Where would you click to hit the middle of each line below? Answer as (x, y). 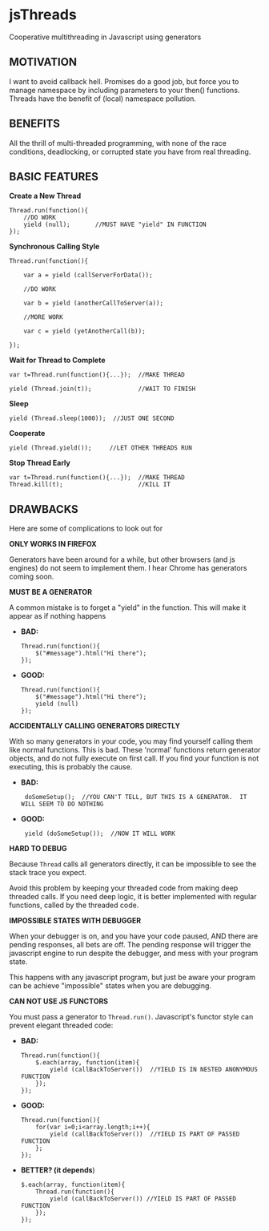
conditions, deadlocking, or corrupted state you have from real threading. (130, 151)
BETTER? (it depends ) (58, 1170)
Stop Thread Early (40, 463)
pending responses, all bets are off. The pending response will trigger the (130, 945)
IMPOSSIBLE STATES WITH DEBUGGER (75, 921)
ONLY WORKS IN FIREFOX (53, 544)
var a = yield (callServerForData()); (88, 275)
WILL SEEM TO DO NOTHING (62, 804)
